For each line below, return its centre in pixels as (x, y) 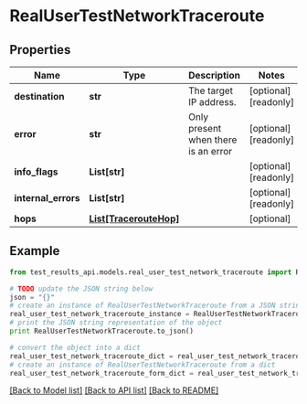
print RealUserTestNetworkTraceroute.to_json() (102, 331)
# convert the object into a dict (75, 347)
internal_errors (47, 198)
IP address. (212, 102)
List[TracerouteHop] (134, 218)
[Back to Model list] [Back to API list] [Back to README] (114, 390)
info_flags (36, 172)
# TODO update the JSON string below (81, 289)
